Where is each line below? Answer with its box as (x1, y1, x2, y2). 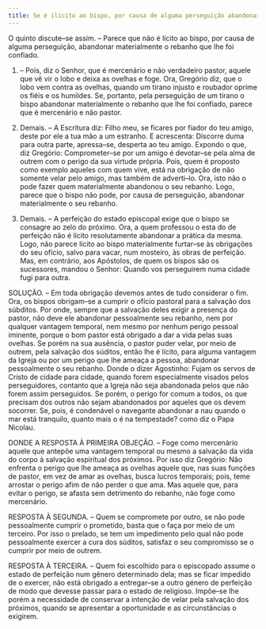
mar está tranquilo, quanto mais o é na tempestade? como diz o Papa (8, 414, 235, 423)
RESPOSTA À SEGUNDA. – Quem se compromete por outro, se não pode (8, 512, 245, 521)
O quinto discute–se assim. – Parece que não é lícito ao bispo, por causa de (8, 33, 255, 43)
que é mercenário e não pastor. (19, 108, 123, 117)
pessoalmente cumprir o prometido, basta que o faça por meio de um (8, 520, 235, 530)
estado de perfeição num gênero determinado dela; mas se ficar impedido (8, 569, 251, 578)
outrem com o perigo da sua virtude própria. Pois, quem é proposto (19, 156, 240, 166)
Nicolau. (8, 422, 36, 432)
